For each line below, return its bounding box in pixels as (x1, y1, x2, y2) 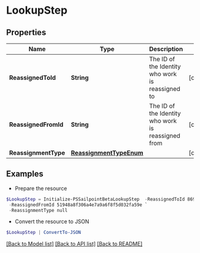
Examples (6, 169, 43, 179)
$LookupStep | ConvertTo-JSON (6, 230, 82, 236)
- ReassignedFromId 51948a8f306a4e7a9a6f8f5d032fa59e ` (8, 202, 148, 208)
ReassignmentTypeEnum (70, 149, 144, 157)
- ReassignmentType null (8, 207, 68, 213)
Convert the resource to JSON (14, 218, 89, 225)
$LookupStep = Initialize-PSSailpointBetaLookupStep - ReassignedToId (6, 196, 185, 202)
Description (149, 45, 183, 53)
